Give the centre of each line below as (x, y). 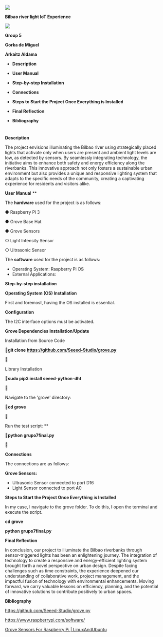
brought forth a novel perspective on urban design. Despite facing (71, 566)
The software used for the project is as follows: (53, 260)
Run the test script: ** (27, 426)
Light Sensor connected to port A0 (47, 488)
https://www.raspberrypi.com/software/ (45, 620)
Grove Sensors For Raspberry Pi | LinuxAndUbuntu (56, 630)
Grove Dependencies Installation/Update (47, 331)
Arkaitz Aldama (21, 54)
